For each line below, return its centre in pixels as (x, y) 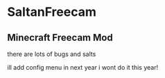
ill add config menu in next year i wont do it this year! (82, 67)
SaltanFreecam (52, 12)
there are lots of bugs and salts (52, 54)
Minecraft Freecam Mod (60, 38)
